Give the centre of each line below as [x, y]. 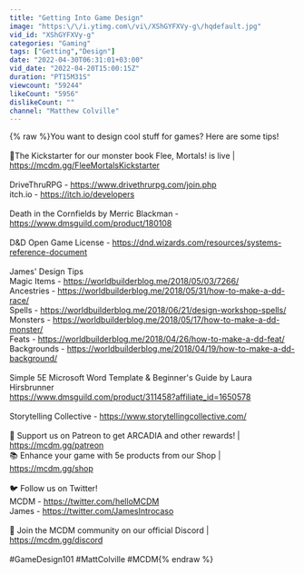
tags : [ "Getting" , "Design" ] [63, 52]
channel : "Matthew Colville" [64, 111]
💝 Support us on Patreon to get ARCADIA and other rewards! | [125, 436]
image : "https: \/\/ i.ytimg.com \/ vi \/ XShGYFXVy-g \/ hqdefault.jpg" [135, 26]
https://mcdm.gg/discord [56, 540]
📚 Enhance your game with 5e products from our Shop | [115, 456]
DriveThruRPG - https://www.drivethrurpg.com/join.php [113, 185]
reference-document [49, 252]
